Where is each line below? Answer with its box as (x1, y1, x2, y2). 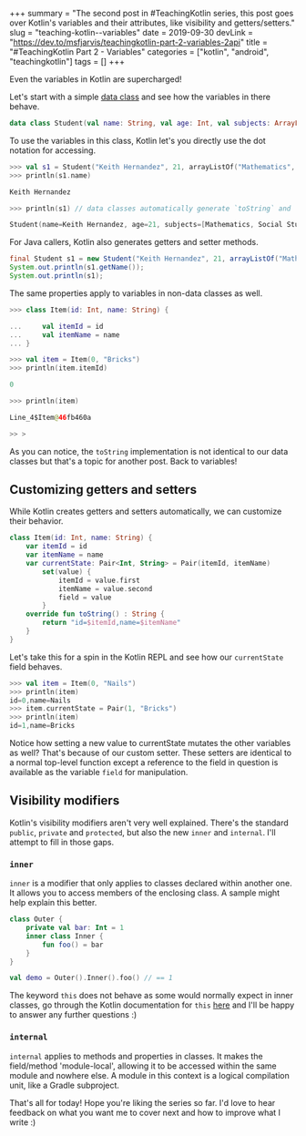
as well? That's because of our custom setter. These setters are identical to (9, 747, 292, 759)
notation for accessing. (9, 145, 97, 156)
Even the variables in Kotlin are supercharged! (9, 74, 182, 85)
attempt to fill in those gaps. (9, 836, 115, 847)
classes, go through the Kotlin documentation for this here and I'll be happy (9, 999, 295, 1010)
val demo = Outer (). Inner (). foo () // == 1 (9, 974, 173, 983)
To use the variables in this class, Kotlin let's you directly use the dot (9, 135, 266, 146)
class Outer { (9, 915, 64, 924)
